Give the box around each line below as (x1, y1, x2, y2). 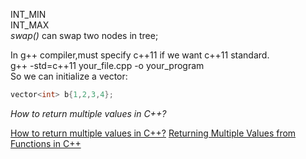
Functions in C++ (10, 137, 82, 149)
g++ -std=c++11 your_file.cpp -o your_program (10, 60, 205, 71)
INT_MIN (10, 9, 47, 20)
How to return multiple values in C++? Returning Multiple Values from (10, 127, 297, 139)
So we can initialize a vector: (10, 70, 128, 82)
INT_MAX (10, 19, 50, 31)
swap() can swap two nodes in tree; (10, 30, 159, 41)
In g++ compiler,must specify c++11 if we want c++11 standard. (10, 49, 270, 61)
